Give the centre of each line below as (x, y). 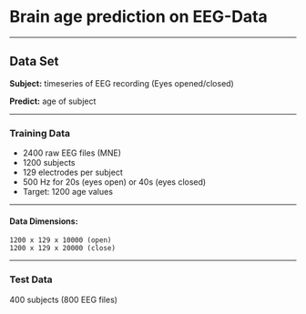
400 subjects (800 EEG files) (64, 299)
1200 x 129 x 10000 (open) (61, 240)
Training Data (40, 133)
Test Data (31, 279)
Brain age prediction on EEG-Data (139, 17)
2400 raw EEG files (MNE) (71, 153)
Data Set (34, 61)
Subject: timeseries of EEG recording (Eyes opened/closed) (122, 83)
